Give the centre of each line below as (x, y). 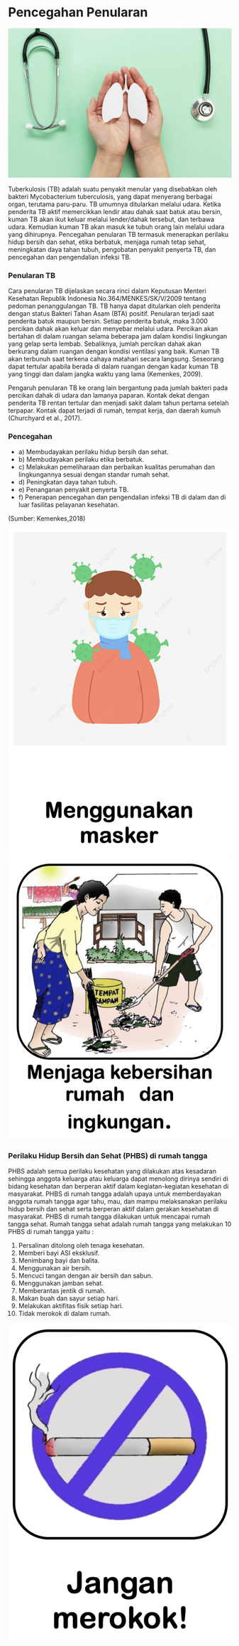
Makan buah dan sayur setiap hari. (69, 1298)
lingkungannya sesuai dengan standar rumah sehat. (94, 474)
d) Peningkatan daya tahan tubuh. (68, 482)
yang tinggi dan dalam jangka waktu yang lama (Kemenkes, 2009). (105, 373)
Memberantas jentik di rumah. (62, 1290)
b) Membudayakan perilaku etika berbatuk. (81, 460)
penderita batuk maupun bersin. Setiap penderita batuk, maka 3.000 (108, 321)
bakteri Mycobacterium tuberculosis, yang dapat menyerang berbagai (110, 196)
